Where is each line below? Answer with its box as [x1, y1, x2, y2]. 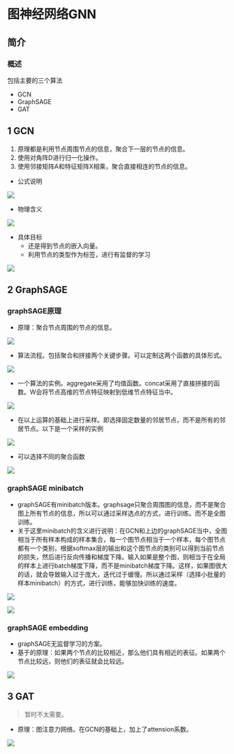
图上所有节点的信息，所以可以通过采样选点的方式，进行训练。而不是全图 [17, 509, 226, 517]
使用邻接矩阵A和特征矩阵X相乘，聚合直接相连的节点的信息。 [17, 162, 192, 170]
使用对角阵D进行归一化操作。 [17, 153, 102, 161]
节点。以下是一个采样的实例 [23, 424, 103, 433]
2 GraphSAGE [7, 284, 68, 296]
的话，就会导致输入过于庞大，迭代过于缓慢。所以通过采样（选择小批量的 [17, 570, 226, 578]
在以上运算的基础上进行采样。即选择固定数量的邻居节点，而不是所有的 [17, 416, 220, 424]
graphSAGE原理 [7, 306, 61, 316]
